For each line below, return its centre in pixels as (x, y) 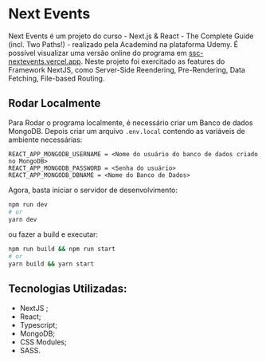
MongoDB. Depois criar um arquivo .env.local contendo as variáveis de (127, 131)
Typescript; (39, 325)
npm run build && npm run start (62, 249)
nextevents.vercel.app (45, 61)
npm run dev (28, 204)
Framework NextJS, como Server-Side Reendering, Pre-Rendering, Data (127, 69)
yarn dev (23, 219)
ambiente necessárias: (45, 140)
